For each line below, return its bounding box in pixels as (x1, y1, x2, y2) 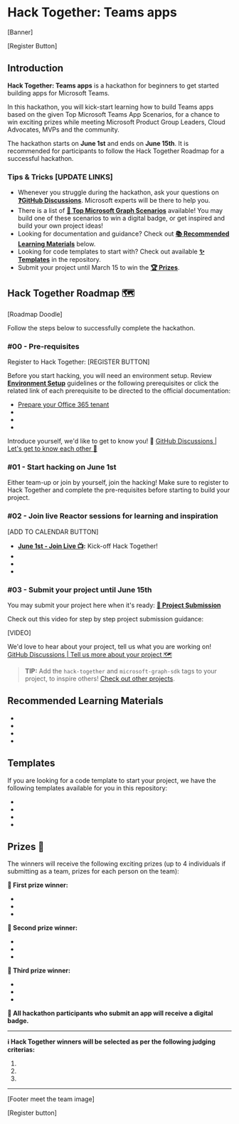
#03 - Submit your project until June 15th (7, 584, 152, 594)
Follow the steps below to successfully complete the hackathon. (7, 323, 196, 332)
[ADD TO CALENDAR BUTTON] (7, 527, 99, 536)
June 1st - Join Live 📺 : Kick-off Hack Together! (17, 542, 158, 550)
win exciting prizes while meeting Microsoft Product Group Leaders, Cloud (7, 117, 225, 126)
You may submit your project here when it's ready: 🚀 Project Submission (7, 601, 221, 609)
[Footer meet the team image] (7, 1095, 95, 1103)
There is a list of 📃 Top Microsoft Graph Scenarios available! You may (17, 206, 223, 215)
